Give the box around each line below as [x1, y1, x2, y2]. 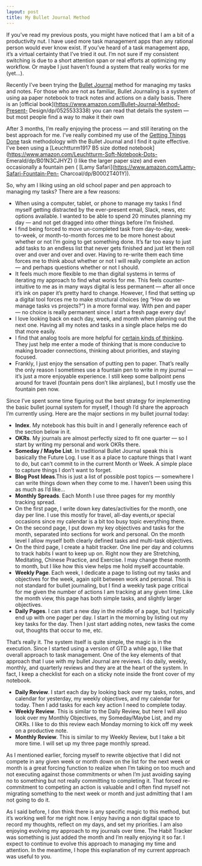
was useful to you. [6, 853, 52, 860]
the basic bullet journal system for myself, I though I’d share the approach [6, 403, 189, 411]
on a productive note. [14, 727, 69, 734]
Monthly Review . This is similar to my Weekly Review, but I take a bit [14, 733, 185, 741]
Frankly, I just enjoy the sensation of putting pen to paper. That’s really [14, 359, 189, 367]
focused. [14, 353, 37, 361]
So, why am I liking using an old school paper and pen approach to [6, 182, 171, 189]
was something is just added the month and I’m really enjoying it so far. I [6, 833, 185, 841]
